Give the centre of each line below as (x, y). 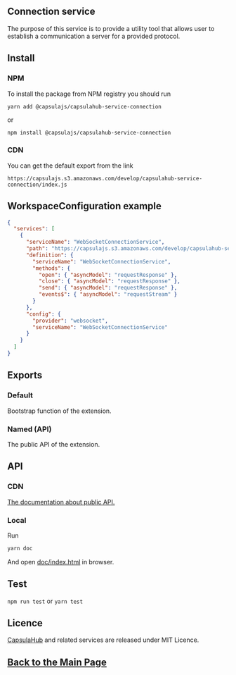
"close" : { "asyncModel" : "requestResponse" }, (109, 281)
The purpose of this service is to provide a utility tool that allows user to (111, 28)
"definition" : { (50, 255)
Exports (25, 375)
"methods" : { (52, 268)
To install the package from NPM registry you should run (89, 94)
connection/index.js (38, 185)
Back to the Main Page (57, 662)
